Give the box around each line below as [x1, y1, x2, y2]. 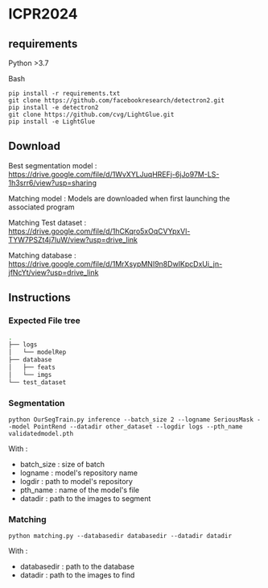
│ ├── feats [8, 363, 56, 371]
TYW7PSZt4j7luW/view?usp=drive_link [8, 234, 138, 244]
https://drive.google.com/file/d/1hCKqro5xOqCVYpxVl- [8, 226, 191, 236]
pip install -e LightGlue [8, 118, 95, 126]
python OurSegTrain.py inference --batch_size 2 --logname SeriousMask [8, 416, 254, 424]
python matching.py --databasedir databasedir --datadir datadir [8, 532, 232, 540]
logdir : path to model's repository [19, 476, 133, 486]
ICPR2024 [8, 5, 78, 23]
